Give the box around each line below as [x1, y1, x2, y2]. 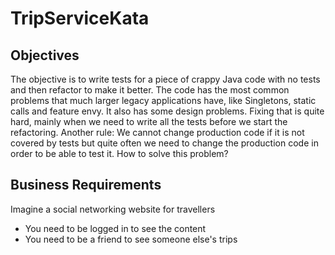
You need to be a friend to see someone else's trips [24, 233, 238, 245]
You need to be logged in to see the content [24, 222, 207, 234]
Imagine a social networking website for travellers [10, 203, 216, 215]
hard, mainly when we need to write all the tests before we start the [10, 116, 288, 127]
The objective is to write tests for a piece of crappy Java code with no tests [10, 73, 321, 85]
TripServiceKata [10, 7, 150, 30]
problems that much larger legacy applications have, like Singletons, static [10, 95, 317, 106]
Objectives [10, 47, 80, 64]
